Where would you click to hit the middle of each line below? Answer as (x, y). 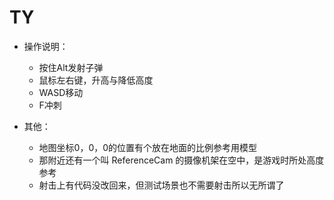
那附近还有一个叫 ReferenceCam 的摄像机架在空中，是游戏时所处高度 (181, 160)
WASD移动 (61, 92)
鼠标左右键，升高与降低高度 (96, 80)
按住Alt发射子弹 (71, 67)
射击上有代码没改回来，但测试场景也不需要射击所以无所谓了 (161, 185)
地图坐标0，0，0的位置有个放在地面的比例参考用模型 (148, 147)
